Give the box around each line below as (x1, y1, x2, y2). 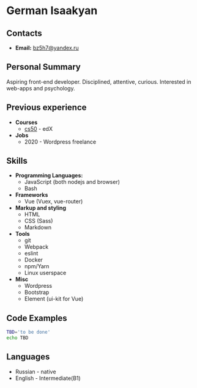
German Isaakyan (6, 4, 98, 18)
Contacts (6, 28, 43, 38)
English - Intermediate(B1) (15, 374, 81, 382)
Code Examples (6, 313, 67, 323)
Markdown (24, 224, 52, 231)
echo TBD (6, 335, 29, 341)
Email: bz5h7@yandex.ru (15, 44, 80, 51)
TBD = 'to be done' (6, 329, 51, 335)
